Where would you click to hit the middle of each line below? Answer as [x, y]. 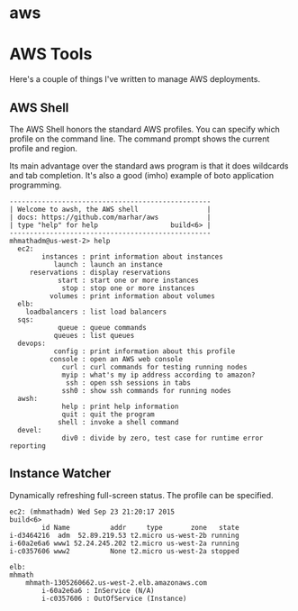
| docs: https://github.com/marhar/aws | [110, 217]
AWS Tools [51, 55]
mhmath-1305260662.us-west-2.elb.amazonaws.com [116, 583]
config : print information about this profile [144, 351]
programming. [36, 185]
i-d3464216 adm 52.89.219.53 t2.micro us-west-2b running [125, 535]
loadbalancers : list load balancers [96, 312]
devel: [30, 430]
